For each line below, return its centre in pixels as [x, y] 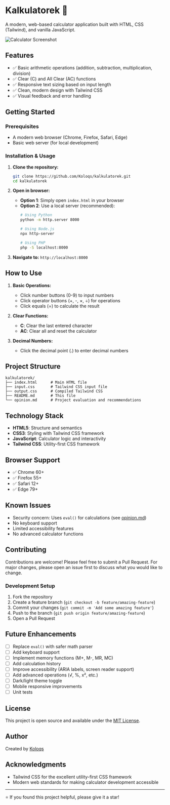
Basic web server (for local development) [55, 143]
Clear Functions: [30, 315]
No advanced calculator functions [48, 534]
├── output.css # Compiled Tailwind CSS [54, 391]
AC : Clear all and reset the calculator [58, 331]
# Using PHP [33, 243]
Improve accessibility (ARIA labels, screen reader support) [73, 669]
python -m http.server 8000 [50, 220]
